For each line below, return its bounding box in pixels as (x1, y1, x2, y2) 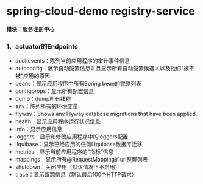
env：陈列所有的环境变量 (15, 103, 78, 110)
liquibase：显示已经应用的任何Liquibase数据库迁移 (15, 141, 143, 148)
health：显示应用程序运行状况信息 (15, 118, 101, 125)
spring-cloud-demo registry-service (6, 4, 195, 18)
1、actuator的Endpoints (6, 42, 78, 50)
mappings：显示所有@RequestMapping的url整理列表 (15, 156, 148, 163)
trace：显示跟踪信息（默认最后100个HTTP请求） (15, 171, 137, 179)
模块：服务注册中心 (6, 26, 55, 33)
